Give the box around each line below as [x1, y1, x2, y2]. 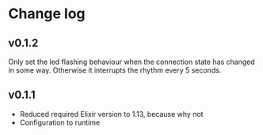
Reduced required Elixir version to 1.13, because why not [19, 109, 204, 118]
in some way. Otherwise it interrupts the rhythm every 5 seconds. [8, 66, 222, 75]
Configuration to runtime [19, 118, 101, 127]
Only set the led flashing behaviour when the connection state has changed [8, 57, 255, 66]
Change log [8, 5, 86, 23]
